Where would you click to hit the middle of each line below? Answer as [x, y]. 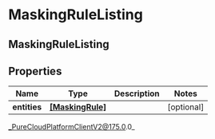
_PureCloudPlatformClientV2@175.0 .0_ [72, 127]
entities [27, 107]
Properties [35, 71]
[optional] [186, 107]
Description [137, 93]
